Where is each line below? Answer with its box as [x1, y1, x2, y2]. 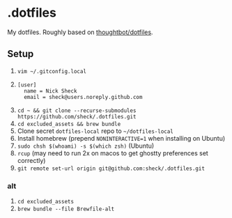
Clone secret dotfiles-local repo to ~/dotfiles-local [17, 127, 174, 135]
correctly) [17, 156, 46, 164]
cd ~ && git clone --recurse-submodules [17, 107, 137, 114]
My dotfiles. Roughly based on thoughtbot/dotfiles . [7, 28, 153, 36]
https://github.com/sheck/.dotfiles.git [17, 113, 137, 120]
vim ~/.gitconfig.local [17, 68, 87, 75]
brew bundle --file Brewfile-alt [17, 205, 115, 213]
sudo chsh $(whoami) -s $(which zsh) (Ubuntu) [17, 141, 155, 150]
